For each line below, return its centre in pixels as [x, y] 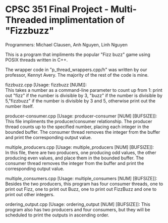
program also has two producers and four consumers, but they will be [78, 209]
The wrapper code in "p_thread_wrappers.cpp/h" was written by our [76, 70]
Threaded [26, 20]
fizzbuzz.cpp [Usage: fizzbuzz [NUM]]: [46, 85]
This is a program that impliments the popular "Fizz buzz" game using [78, 54]
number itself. [19, 106]
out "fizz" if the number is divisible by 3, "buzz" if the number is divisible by [84, 95]
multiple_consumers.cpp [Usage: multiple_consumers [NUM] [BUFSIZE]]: [81, 178]
